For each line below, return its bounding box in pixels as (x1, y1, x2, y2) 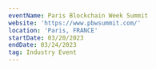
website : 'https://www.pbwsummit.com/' (8, 19, 142, 27)
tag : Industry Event (8, 48, 78, 56)
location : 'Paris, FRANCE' (8, 26, 98, 34)
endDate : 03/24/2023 (8, 41, 78, 49)
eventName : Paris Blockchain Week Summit (8, 11, 149, 20)
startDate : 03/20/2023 (8, 33, 84, 42)
